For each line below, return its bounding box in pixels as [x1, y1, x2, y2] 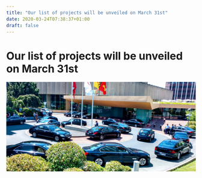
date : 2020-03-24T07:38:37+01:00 [6, 16, 90, 22]
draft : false [6, 22, 39, 28]
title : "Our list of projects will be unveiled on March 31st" [6, 10, 168, 16]
